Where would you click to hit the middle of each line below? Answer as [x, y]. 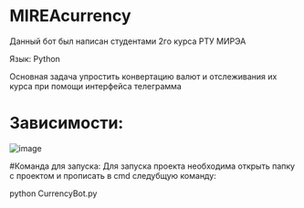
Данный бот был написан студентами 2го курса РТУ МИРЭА [128, 41]
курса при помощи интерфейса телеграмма [96, 86]
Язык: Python [35, 58]
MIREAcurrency [70, 16]
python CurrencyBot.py [53, 193]
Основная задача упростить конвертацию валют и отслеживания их [143, 76]
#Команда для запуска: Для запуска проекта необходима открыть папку [152, 166]
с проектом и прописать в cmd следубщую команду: [113, 175]
